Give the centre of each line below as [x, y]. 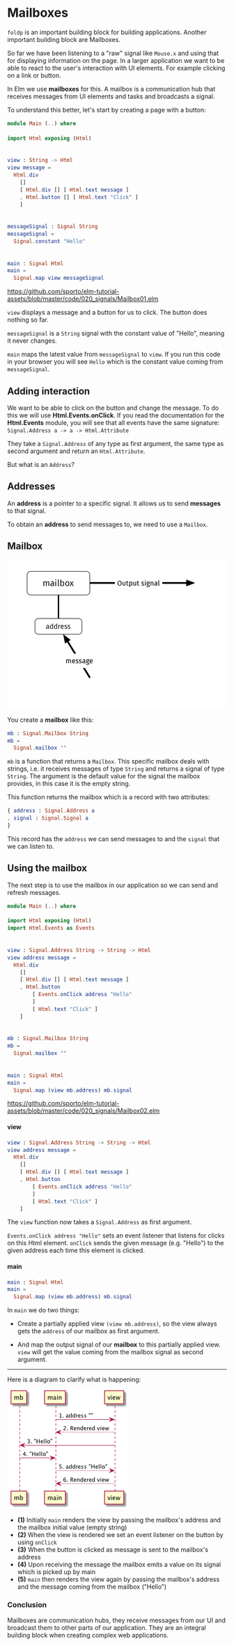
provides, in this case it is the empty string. [69, 784]
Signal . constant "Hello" [49, 241]
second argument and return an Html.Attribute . [76, 451]
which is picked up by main [56, 1572]
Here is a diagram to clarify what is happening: [74, 1379]
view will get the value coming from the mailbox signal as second [110, 1352]
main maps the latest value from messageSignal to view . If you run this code [114, 355]
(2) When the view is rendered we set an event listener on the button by [120, 1535]
